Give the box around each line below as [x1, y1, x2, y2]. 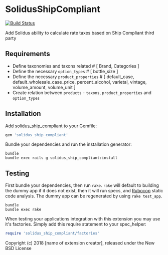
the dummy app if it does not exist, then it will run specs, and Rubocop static [5, 188, 163, 194]
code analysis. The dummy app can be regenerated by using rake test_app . [5, 193, 162, 199]
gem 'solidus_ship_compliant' [5, 132, 69, 137]
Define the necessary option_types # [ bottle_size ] [12, 68, 118, 74]
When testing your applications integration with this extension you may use [5, 216, 160, 222]
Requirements [5, 50, 50, 58]
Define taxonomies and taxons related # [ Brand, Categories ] [12, 63, 139, 69]
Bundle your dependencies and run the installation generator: [5, 141, 132, 147]
